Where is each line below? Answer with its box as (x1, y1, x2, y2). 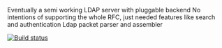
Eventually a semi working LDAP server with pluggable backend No (7, 6, 201, 14)
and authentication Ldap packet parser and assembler (7, 21, 163, 28)
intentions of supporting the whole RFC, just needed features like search (7, 13, 216, 21)
